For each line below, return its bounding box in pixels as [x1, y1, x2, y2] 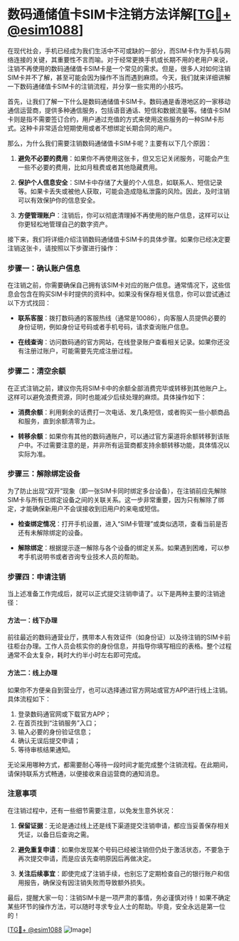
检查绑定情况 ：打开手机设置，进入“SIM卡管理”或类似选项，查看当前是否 [17, 519, 228, 528]
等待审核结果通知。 [17, 745, 75, 754]
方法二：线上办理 [7, 668, 58, 676]
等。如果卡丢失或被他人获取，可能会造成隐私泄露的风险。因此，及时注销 [17, 186, 230, 196]
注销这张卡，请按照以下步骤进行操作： [7, 243, 119, 252]
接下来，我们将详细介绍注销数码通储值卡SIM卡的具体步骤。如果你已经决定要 [7, 235, 231, 243]
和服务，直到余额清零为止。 [17, 417, 100, 425]
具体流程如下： [7, 694, 51, 703]
